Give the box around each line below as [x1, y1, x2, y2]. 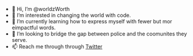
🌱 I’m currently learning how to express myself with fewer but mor [11, 18, 172, 24]
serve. [11, 37, 28, 43]
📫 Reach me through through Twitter [11, 43, 103, 50]
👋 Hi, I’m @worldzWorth [11, 6, 70, 12]
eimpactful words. [11, 24, 56, 31]
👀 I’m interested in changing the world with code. [11, 12, 131, 19]
